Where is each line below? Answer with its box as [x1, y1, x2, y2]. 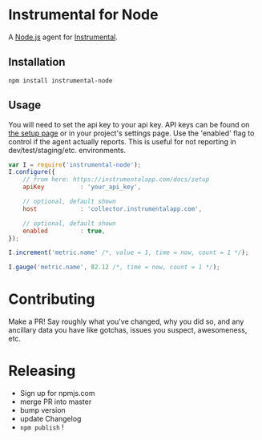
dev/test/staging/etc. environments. [8, 145, 127, 155]
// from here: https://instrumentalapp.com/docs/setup [22, 176, 210, 184]
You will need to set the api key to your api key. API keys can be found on [8, 119, 250, 129]
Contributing [8, 290, 95, 309]
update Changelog [19, 414, 82, 424]
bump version [19, 406, 66, 415]
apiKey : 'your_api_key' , [22, 183, 142, 192]
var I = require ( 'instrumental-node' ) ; [8, 160, 142, 169]
